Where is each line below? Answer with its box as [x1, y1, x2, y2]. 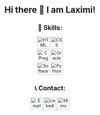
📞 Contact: [34, 84, 66, 92]
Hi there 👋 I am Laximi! [4, 4, 96, 15]
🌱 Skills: [37, 24, 63, 32]
